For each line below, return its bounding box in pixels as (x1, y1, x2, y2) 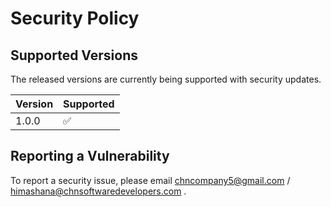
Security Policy (10, 7, 140, 30)
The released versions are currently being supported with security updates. (10, 73, 322, 85)
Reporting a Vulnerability (10, 148, 170, 165)
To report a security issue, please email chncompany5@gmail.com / (10, 174, 291, 186)
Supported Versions (10, 47, 138, 64)
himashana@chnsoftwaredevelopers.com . (10, 185, 187, 197)
